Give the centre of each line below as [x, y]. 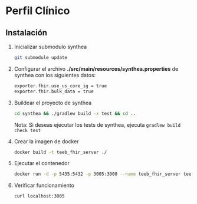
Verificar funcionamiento [44, 185]
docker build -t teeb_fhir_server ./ [60, 152]
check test [27, 130]
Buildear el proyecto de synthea [53, 103]
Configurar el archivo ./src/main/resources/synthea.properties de [96, 68]
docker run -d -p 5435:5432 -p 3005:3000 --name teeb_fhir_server [97, 174]
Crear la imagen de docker [46, 141]
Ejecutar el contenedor [42, 163]
